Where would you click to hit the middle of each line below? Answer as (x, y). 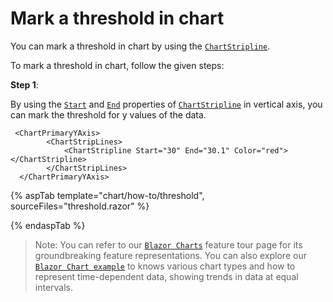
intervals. (54, 287)
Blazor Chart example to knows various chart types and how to (165, 266)
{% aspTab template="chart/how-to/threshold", (107, 195)
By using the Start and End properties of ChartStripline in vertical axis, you (166, 104)
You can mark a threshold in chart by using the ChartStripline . (140, 46)
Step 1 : (24, 84)
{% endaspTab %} (48, 225)
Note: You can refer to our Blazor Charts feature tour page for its (168, 244)
